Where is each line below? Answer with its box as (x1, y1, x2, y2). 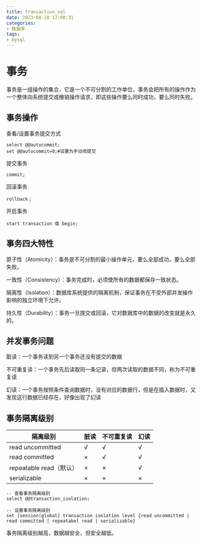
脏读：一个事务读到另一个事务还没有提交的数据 (6, 353, 122, 361)
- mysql (6, 37, 26, 43)
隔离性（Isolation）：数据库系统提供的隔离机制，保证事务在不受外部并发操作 (6, 289, 194, 296)
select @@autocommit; (6, 142, 61, 148)
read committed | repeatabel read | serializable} (6, 518, 136, 525)
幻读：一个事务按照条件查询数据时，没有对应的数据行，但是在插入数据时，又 (6, 386, 196, 394)
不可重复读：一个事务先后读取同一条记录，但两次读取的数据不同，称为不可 (6, 366, 191, 373)
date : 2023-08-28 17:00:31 (6, 14, 74, 20)
